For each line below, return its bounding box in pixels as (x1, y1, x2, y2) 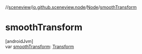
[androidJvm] (5, 38, 34, 44)
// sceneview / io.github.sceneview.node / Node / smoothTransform (5, 4, 137, 10)
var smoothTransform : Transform (5, 43, 74, 49)
